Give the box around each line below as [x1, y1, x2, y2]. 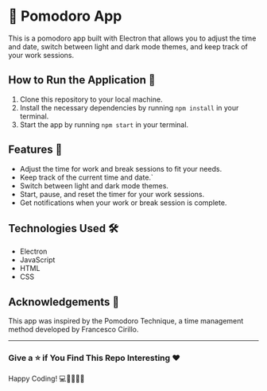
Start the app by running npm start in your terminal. [19, 119, 189, 130]
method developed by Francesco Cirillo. [8, 325, 139, 335]
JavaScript [19, 255, 56, 265]
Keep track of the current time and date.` [19, 172, 153, 182]
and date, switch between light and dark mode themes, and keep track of [8, 41, 249, 51]
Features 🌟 [8, 143, 63, 157]
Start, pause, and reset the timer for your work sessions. [19, 189, 205, 199]
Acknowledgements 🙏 [8, 295, 120, 308]
